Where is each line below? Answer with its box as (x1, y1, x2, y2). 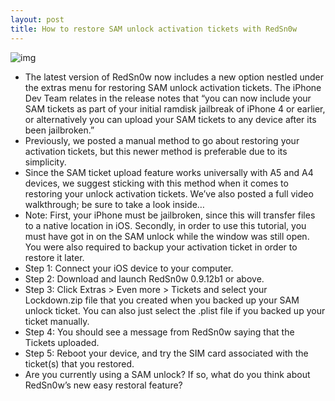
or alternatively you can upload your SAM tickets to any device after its (24, 113, 317, 125)
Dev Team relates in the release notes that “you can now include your (24, 92, 312, 104)
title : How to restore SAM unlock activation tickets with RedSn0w (10, 24, 298, 34)
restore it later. (24, 251, 85, 263)
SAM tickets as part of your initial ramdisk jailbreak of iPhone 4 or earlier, (24, 102, 326, 115)
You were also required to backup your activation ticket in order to (24, 241, 298, 253)
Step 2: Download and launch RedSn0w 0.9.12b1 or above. (24, 272, 265, 285)
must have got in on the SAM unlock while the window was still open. (24, 230, 310, 242)
